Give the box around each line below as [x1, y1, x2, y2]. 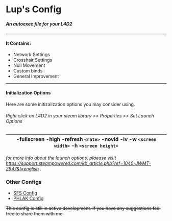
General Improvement [13, 73, 59, 80]
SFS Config [13, 190, 38, 196]
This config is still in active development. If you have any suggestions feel [6, 205, 161, 211]
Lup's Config [6, 4, 62, 15]
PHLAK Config [13, 195, 44, 202]
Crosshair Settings [13, 57, 53, 63]
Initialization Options [6, 89, 51, 95]
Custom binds [13, 68, 43, 74]
